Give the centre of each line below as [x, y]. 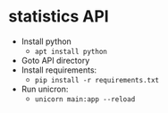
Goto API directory [55, 60]
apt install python [71, 51]
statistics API [59, 17]
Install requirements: [59, 70]
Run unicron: [45, 89]
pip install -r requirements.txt [97, 80]
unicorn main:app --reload [85, 99]
